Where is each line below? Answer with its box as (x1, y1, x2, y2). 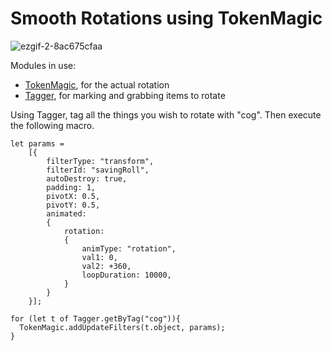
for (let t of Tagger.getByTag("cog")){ (10, 313, 182, 324)
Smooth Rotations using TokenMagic (10, 7, 323, 30)
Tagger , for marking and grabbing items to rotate (24, 89, 226, 101)
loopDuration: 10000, (81, 270, 172, 280)
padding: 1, (46, 182, 97, 192)
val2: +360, (81, 261, 132, 271)
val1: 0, (81, 252, 118, 262)
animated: (46, 208, 87, 219)
